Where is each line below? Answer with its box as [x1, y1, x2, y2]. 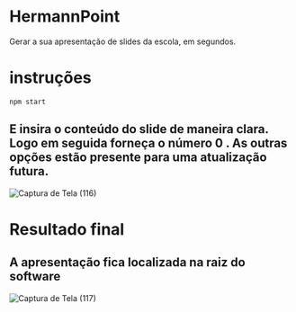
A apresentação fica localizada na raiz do [9, 254, 246, 271]
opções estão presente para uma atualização [9, 150, 267, 165]
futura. [9, 164, 49, 179]
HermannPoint [9, 6, 121, 27]
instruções [9, 67, 92, 88]
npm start [9, 97, 47, 106]
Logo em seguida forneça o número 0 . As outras [9, 136, 288, 151]
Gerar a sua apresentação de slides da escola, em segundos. [9, 36, 237, 47]
